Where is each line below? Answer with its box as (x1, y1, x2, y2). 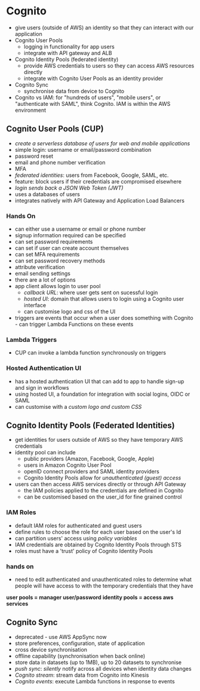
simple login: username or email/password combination (14, 146, 152, 153)
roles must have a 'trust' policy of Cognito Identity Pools (14, 547, 153, 554)
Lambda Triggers (6, 335, 57, 344)
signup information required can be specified (14, 232, 127, 239)
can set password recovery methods (14, 257, 106, 264)
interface (23, 302, 47, 309)
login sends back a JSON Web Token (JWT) (14, 184, 124, 191)
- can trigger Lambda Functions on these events (14, 321, 134, 328)
